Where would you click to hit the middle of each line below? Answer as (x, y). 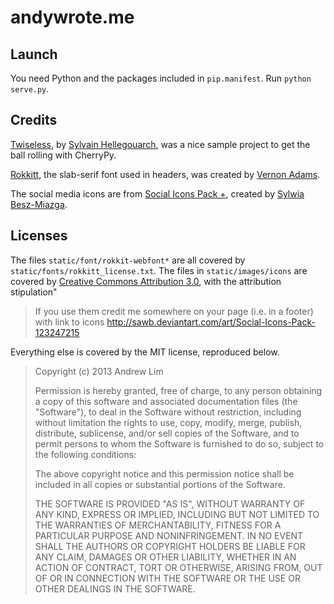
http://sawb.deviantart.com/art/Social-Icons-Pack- (211, 322)
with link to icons (69, 322)
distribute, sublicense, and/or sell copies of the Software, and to (167, 433)
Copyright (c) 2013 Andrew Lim (99, 371)
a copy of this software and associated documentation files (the (166, 401)
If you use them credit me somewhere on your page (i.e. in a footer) (174, 311)
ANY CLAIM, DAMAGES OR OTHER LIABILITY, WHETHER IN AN (165, 557)
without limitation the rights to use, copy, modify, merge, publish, (168, 422)
